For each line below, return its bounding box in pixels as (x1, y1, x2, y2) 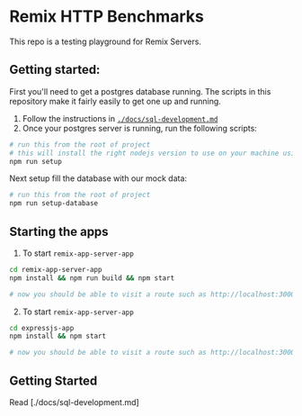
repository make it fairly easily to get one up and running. (9, 95, 222, 106)
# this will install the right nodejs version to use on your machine (9, 149, 280, 158)
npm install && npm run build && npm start (9, 273, 175, 283)
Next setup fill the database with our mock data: (9, 173, 187, 184)
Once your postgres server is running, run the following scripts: (22, 122, 258, 133)
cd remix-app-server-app (9, 265, 102, 274)
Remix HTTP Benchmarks (9, 6, 204, 27)
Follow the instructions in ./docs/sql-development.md (22, 113, 218, 123)
